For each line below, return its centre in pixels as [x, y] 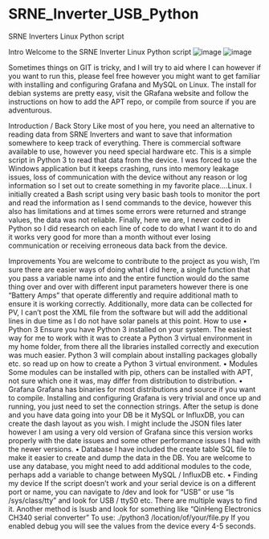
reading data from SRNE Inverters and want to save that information [120, 134]
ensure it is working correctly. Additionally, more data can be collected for [130, 303]
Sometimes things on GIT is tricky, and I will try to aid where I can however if [135, 67]
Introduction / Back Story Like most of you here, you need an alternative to [132, 125]
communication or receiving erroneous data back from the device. [118, 245]
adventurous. [30, 110]
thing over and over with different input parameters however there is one [128, 286]
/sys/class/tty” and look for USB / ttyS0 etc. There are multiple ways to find [133, 500]
